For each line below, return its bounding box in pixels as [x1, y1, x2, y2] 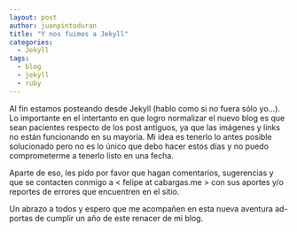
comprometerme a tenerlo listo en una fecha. [9, 150, 175, 160]
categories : [9, 37, 53, 47]
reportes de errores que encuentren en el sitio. [9, 186, 180, 197]
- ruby [17, 79, 42, 88]
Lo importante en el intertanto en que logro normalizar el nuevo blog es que [9, 112, 285, 123]
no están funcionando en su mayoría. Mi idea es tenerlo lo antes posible [9, 131, 272, 142]
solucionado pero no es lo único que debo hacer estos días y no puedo [9, 141, 269, 151]
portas [9, 213, 34, 223]
